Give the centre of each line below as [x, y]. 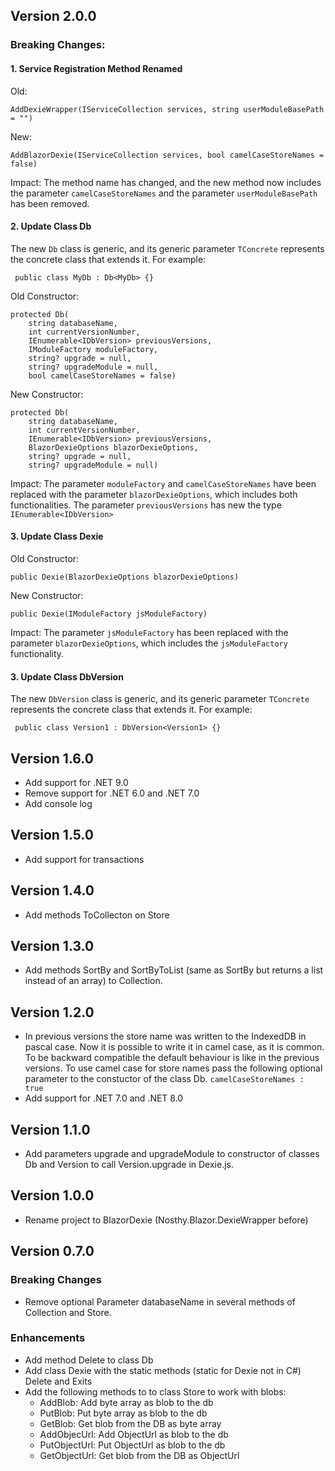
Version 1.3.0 [52, 945]
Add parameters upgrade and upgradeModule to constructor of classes [172, 1153]
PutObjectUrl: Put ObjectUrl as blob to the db [132, 1445]
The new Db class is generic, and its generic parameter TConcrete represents [167, 248]
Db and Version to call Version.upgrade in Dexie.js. [129, 1164]
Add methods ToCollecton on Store [97, 915]
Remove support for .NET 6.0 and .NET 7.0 [112, 793]
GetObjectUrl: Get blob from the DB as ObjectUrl [139, 1455]
